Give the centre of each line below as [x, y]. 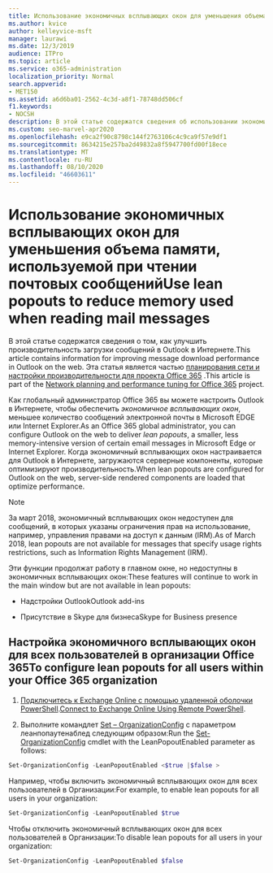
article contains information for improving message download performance [134, 358]
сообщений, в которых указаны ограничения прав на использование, [130, 526]
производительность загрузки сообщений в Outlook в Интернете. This [130, 350]
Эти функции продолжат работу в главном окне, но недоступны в [123, 568]
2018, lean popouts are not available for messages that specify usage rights [135, 543]
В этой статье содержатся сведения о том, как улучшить [108, 341]
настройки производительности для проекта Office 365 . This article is [129, 376]
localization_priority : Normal [61, 76]
